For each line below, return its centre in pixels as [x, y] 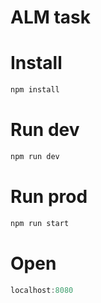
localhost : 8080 [42, 290]
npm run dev [35, 156]
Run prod [49, 197]
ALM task [51, 17]
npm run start [40, 223]
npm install [35, 90]
